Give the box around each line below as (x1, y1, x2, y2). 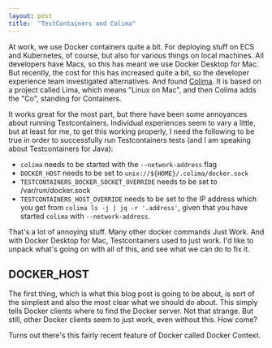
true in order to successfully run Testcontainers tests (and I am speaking (8, 135, 252, 144)
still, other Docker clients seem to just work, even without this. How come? (8, 315, 258, 324)
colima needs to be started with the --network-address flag (19, 159, 218, 169)
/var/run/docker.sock (19, 185, 91, 195)
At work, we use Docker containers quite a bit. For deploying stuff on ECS (8, 41, 255, 51)
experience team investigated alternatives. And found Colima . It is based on (8, 76, 261, 86)
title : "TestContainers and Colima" (8, 19, 136, 28)
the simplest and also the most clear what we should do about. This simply (8, 298, 258, 307)
